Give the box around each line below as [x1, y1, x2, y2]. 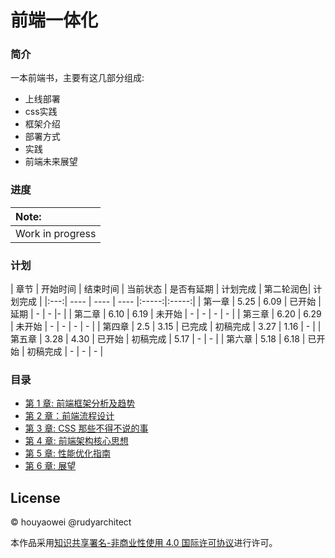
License [10, 489, 61, 506]
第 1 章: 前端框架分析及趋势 [24, 397, 136, 410]
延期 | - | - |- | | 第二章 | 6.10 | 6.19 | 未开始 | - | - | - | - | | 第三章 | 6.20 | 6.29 [10, 308, 322, 320]
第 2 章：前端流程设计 [24, 410, 115, 422]
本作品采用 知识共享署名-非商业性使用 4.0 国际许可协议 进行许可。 [10, 537, 278, 549]
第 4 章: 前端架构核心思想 [24, 435, 129, 447]
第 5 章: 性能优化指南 [24, 447, 111, 460]
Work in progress [15, 226, 97, 240]
